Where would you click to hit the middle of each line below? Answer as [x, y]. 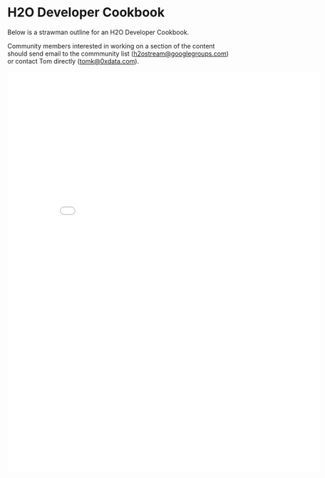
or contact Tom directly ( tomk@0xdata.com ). [73, 61]
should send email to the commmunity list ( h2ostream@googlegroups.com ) [118, 54]
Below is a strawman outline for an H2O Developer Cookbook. [98, 32]
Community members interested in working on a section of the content [111, 46]
